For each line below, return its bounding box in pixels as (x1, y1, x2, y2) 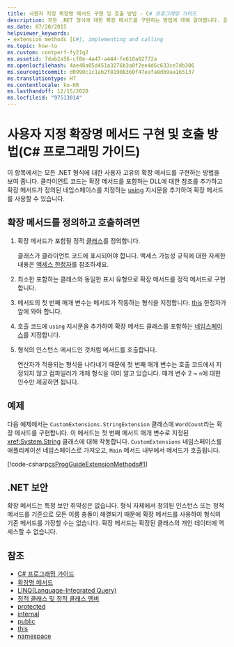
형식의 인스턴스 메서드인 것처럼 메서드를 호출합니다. (17, 345, 157, 354)
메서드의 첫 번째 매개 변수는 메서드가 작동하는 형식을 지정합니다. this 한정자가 (17, 298, 227, 306)
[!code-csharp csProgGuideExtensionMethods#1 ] (7, 460, 148, 468)
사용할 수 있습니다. (14, 194, 65, 203)
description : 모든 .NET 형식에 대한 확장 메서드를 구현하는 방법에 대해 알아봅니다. (7, 17, 221, 24)
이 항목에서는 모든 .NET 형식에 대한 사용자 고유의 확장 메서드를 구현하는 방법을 (7, 168, 220, 176)
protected (17, 602, 46, 611)
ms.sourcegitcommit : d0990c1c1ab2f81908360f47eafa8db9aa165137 (7, 68, 195, 75)
